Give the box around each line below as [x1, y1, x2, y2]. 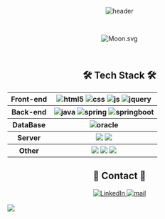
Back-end [11, 107, 47, 117]
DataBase [12, 119, 46, 129]
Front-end [11, 94, 48, 104]
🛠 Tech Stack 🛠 [82, 70, 156, 82]
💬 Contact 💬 [92, 170, 147, 182]
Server [17, 132, 41, 142]
